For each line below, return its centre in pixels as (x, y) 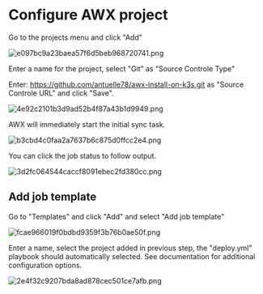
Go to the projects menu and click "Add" (76, 37)
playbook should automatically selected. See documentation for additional (132, 256)
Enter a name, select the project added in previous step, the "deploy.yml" (130, 248)
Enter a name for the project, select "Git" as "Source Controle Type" (122, 68)
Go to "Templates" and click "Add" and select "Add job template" (117, 216)
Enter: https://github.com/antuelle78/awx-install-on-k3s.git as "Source (126, 84)
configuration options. (45, 265)
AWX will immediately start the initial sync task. (87, 124)
